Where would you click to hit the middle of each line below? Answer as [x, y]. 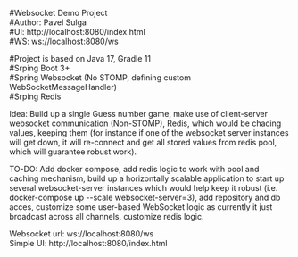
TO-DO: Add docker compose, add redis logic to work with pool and [134, 169]
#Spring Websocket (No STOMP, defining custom [100, 78]
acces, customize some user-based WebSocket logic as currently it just [141, 207]
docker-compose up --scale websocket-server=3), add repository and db [145, 197]
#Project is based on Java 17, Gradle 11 [80, 58]
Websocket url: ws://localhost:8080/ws [82, 234]
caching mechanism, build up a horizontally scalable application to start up [147, 178]
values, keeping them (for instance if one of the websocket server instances [149, 133]
